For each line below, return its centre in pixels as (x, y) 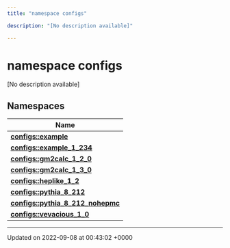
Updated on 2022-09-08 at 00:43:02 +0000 (70, 238)
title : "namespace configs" (47, 13)
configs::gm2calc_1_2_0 (51, 159)
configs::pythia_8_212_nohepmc (65, 204)
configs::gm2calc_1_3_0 (51, 170)
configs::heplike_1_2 (45, 181)
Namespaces (36, 106)
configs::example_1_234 (51, 148)
